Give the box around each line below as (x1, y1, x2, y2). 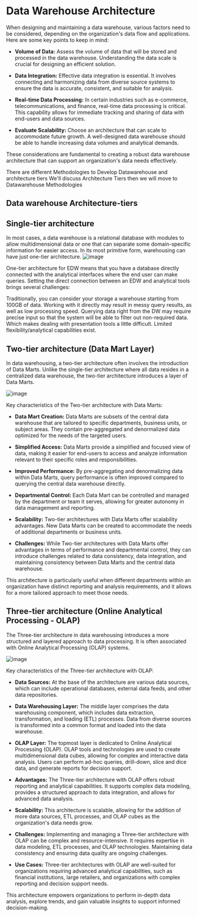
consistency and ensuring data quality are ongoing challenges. (14, 849, 168, 856)
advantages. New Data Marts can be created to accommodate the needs (14, 522, 192, 529)
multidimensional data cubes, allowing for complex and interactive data (14, 752, 188, 759)
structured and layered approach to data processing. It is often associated (6, 637, 187, 645)
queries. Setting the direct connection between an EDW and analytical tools (6, 277, 190, 284)
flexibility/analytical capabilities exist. (6, 326, 96, 334)
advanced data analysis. (14, 795, 74, 802)
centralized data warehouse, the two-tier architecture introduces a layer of (6, 372, 188, 379)
